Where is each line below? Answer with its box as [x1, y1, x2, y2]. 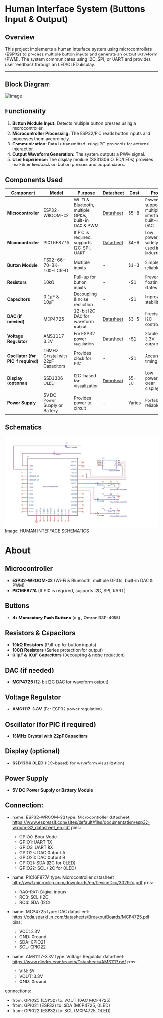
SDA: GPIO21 [19, 939, 45, 945]
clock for [73, 355, 92, 361]
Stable [145, 330, 158, 336]
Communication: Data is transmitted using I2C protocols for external [12, 141, 150, 146]
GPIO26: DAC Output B [19, 854, 65, 860]
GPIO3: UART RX [19, 844, 53, 850]
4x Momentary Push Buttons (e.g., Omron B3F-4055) [12, 615, 121, 620]
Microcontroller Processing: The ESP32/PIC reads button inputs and [12, 130, 151, 136]
